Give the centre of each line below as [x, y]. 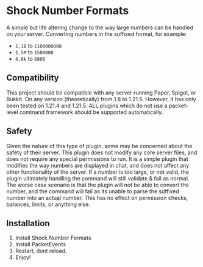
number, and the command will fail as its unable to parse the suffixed [93, 191]
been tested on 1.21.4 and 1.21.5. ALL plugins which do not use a [87, 105]
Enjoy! [23, 257]
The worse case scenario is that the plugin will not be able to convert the [98, 185]
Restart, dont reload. [41, 251]
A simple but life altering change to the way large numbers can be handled [100, 27]
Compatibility [33, 78]
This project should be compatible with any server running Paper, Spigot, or [101, 93]
